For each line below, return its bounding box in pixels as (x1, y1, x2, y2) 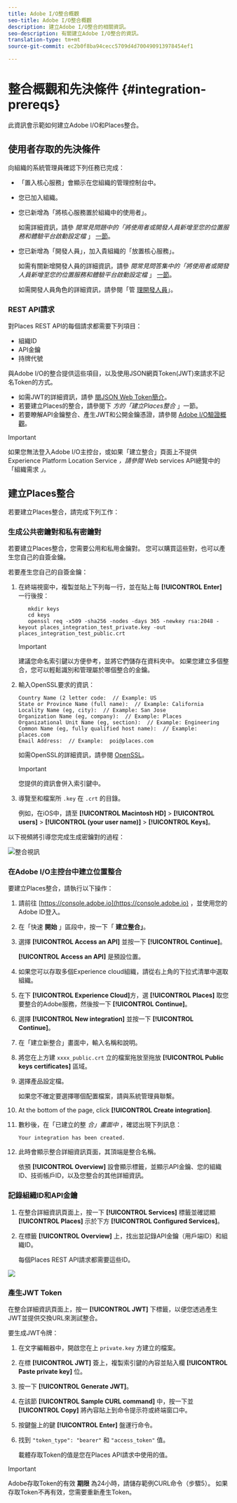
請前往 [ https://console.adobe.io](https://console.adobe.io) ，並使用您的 (18, 899, 227, 907)
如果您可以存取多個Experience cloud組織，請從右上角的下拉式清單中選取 (18, 968, 229, 976)
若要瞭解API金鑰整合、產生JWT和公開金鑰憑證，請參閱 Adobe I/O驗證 (18, 410, 220, 419)
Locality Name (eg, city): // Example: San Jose (18, 707, 167, 714)
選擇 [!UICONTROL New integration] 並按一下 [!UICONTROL (18, 1015, 194, 1023)
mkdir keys (27, 606, 60, 613)
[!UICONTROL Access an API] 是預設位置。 (18, 952, 145, 961)
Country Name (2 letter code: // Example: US (18, 695, 157, 702)
